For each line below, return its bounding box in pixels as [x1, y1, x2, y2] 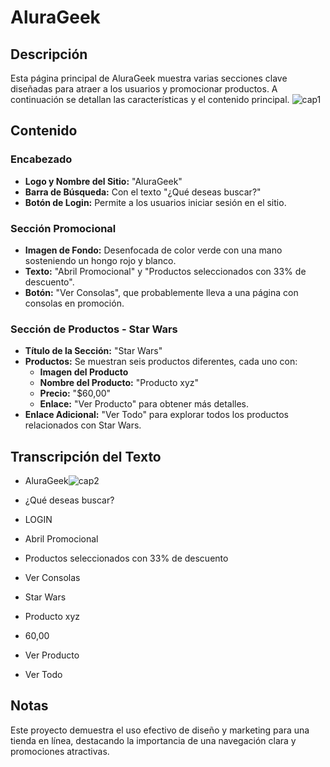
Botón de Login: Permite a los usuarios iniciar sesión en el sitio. [24, 196, 287, 208]
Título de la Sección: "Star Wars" [24, 345, 163, 357]
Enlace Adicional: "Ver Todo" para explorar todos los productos [24, 409, 290, 421]
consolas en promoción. [24, 297, 125, 309]
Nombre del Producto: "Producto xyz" [39, 377, 200, 389]
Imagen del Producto [39, 366, 129, 378]
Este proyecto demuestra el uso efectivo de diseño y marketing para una [10, 724, 310, 736]
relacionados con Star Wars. [24, 419, 142, 431]
